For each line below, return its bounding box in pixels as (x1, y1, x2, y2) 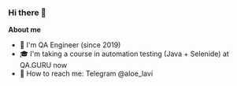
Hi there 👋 (8, 7, 47, 18)
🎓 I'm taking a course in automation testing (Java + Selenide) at (19, 49, 230, 58)
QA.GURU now (19, 61, 68, 70)
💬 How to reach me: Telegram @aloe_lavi (19, 69, 154, 78)
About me (8, 25, 42, 35)
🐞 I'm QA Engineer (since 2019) (19, 40, 121, 50)
